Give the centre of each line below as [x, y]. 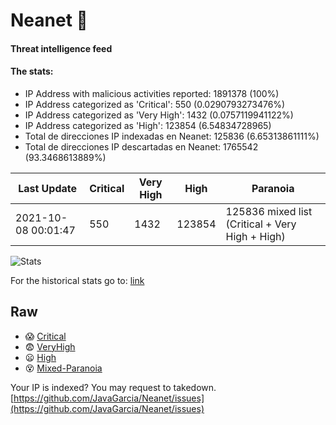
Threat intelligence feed [61, 48]
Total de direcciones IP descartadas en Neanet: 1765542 [141, 146]
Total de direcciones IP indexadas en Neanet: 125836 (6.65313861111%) [172, 136]
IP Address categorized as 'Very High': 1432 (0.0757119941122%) [159, 115]
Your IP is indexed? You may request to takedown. [113, 387]
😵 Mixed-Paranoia [63, 368]
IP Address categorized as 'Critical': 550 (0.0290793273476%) [155, 104]
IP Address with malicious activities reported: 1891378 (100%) [152, 93]
